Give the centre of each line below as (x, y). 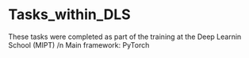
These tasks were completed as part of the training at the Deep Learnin (125, 37)
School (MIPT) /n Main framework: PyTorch (79, 44)
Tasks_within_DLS (69, 15)
